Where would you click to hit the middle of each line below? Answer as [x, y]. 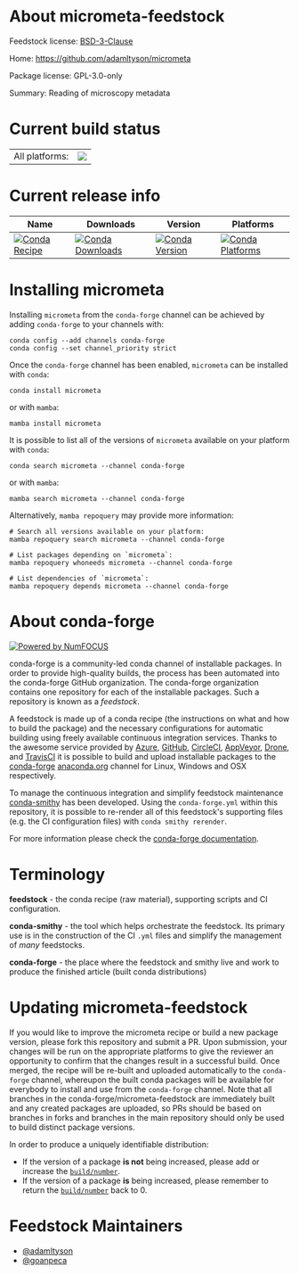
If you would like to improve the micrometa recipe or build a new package [144, 1032]
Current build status [85, 129]
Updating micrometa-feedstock [129, 1007]
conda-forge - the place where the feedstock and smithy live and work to [144, 962]
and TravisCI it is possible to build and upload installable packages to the [143, 756]
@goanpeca [44, 1260]
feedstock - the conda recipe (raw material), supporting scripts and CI [139, 899]
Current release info [85, 196]
